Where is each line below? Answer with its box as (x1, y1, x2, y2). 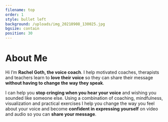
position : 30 (5, 31, 33, 36)
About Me (5, 52, 48, 64)
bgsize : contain (5, 26, 39, 31)
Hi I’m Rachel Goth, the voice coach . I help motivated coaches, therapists (5, 69, 159, 75)
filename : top (5, 7, 35, 13)
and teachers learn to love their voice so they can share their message (5, 74, 153, 81)
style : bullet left (5, 17, 47, 22)
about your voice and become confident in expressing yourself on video (5, 105, 158, 111)
